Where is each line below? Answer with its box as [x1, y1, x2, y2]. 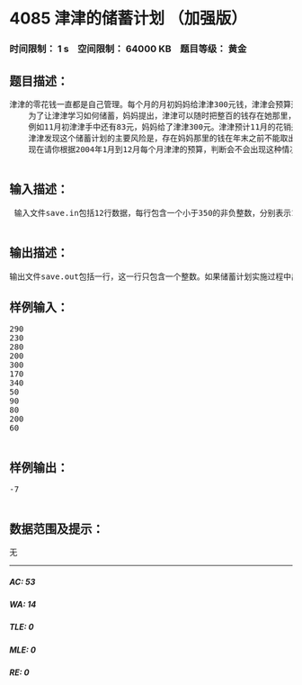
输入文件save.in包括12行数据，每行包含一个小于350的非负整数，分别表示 [13, 208, 292, 218]
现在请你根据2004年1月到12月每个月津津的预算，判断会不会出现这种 [28, 144, 282, 154]
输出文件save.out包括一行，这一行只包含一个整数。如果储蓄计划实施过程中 [9, 271, 292, 282]
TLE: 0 [9, 622, 34, 633]
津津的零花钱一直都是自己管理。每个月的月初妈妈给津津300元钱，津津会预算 [9, 99, 292, 109]
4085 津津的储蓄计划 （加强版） [9, 8, 247, 29]
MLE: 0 [9, 644, 36, 655]
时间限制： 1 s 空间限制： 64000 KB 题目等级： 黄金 [9, 42, 247, 55]
